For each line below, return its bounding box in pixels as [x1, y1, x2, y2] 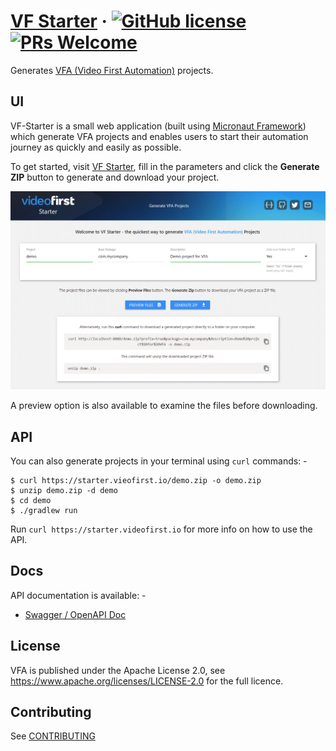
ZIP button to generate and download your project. [10, 171, 220, 183]
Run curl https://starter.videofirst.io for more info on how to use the [10, 523, 313, 535]
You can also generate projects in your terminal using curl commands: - [10, 455, 308, 467]
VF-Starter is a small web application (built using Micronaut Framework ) [10, 120, 307, 132]
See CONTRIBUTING [10, 730, 96, 742]
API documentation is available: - [10, 589, 147, 601]
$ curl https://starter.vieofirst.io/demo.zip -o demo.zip [10, 476, 262, 486]
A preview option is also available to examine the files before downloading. [10, 400, 318, 412]
